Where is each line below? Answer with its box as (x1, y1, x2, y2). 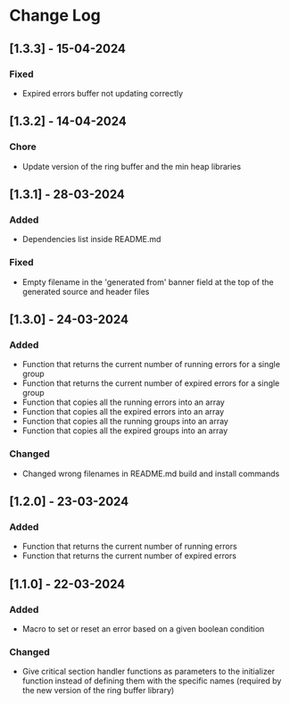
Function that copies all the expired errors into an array (21, 406, 225, 417)
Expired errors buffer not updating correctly (21, 88, 184, 98)
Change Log (9, 5, 101, 26)
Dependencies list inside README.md (21, 234, 162, 245)
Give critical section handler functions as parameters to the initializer (21, 666, 275, 677)
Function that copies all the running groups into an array (21, 416, 229, 427)
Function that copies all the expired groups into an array (21, 425, 228, 436)
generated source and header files (21, 286, 150, 297)
